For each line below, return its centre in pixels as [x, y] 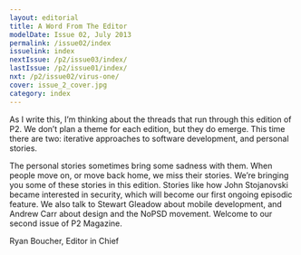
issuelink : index [42, 52]
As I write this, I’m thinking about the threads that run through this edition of [150, 119]
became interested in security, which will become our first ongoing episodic [151, 194]
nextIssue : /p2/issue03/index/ [68, 60]
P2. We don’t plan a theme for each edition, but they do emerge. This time [147, 128]
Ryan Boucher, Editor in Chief [64, 241]
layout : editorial [44, 18]
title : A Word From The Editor [68, 26]
